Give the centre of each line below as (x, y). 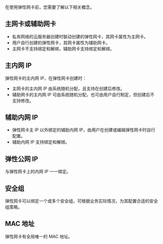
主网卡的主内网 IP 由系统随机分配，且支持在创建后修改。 (68, 88)
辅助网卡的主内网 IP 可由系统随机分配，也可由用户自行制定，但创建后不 (83, 94)
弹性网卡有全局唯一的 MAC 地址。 (39, 236)
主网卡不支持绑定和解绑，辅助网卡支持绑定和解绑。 (63, 49)
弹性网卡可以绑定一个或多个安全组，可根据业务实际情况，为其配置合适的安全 (81, 201)
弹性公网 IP (22, 159)
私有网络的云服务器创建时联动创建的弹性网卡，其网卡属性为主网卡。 (80, 36)
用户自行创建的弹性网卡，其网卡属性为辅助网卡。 (61, 42)
